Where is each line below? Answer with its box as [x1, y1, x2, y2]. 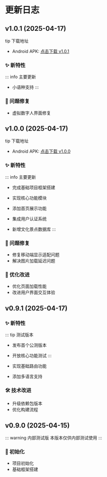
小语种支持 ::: [12, 84, 39, 90]
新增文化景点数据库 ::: [12, 226, 56, 232]
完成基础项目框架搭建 [12, 185, 55, 190]
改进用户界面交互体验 [12, 290, 55, 295]
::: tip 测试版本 [5, 332, 34, 338]
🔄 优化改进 [5, 271, 30, 278]
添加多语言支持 [12, 373, 43, 379]
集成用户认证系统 [12, 215, 47, 221]
